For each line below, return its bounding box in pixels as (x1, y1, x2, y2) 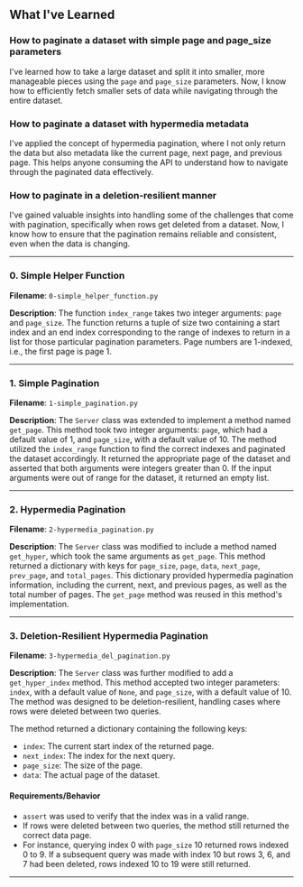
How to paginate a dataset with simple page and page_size (9, 34, 272, 47)
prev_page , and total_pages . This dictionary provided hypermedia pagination (9, 570, 294, 581)
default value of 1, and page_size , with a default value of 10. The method (9, 433, 277, 445)
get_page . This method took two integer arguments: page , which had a (9, 424, 268, 435)
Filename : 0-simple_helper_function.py (9, 290, 159, 300)
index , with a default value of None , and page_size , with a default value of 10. (9, 687, 292, 698)
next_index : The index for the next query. (22, 751, 176, 762)
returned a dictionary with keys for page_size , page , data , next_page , (9, 560, 261, 571)
